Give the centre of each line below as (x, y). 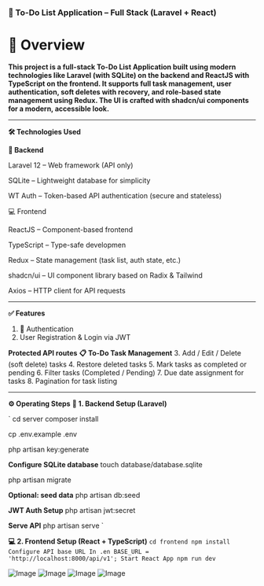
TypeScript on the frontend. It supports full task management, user (120, 83)
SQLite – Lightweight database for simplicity (79, 180)
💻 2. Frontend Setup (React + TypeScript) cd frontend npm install (119, 541)
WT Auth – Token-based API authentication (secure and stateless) (115, 195)
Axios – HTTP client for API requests (67, 290)
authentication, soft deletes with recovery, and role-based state (115, 92)
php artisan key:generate (49, 449)
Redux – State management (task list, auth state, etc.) (95, 260)
